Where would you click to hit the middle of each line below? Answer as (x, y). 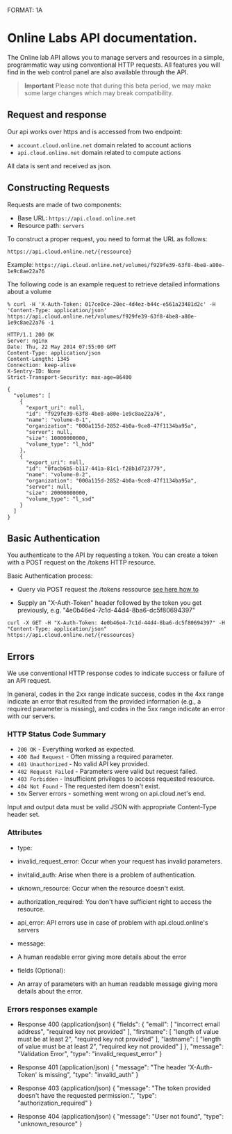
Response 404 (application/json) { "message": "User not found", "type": (121, 1117)
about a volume (30, 291)
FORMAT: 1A (25, 10)
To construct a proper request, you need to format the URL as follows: (107, 238)
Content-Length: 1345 (39, 359)
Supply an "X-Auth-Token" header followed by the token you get (109, 603)
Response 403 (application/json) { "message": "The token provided (114, 1088)
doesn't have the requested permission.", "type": (87, 1096)
